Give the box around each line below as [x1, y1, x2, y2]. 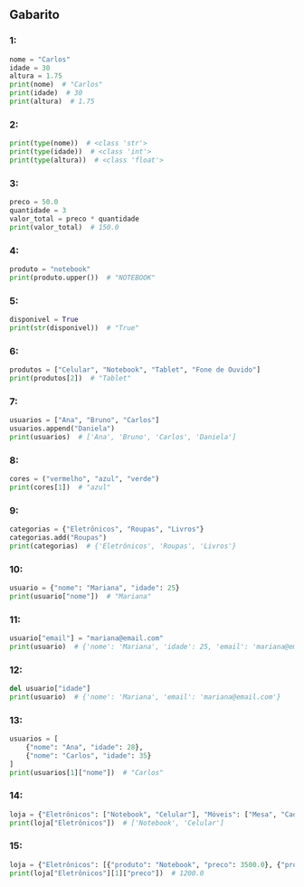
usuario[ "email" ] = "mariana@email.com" [9, 634, 165, 643]
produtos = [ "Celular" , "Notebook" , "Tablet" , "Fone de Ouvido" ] [9, 365, 261, 374]
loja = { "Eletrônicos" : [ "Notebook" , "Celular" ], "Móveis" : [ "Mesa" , [9, 809, 278, 819]
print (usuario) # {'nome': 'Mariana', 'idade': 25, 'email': [9, 642, 249, 651]
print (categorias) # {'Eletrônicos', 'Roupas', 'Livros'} [9, 542, 237, 551]
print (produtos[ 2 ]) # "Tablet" [9, 373, 131, 382]
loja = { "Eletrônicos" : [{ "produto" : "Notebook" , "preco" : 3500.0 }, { [9, 860, 281, 869]
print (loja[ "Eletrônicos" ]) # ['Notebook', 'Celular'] [9, 818, 224, 827]
